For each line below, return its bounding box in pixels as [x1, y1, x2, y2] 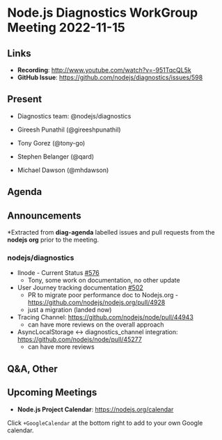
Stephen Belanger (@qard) [17, 152, 95, 161]
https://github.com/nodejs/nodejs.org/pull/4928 [27, 298, 166, 307]
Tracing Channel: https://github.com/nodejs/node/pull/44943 [17, 313, 193, 322]
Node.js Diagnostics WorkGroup [7, 5, 198, 21]
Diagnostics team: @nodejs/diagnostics [17, 111, 132, 120]
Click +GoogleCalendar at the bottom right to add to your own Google [7, 418, 203, 427]
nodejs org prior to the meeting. [7, 235, 100, 244]
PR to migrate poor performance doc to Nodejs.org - [27, 291, 179, 299]
